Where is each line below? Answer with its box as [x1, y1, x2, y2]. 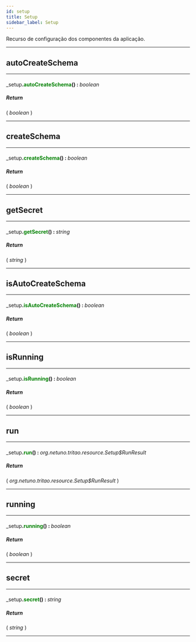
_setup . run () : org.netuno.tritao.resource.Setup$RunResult [6, 448, 147, 456]
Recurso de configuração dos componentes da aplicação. [6, 36, 146, 43]
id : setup [6, 8, 30, 15]
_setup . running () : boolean [6, 523, 71, 530]
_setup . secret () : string [6, 596, 61, 603]
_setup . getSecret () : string [6, 228, 70, 235]
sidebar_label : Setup [6, 19, 59, 25]
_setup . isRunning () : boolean [6, 375, 76, 382]
